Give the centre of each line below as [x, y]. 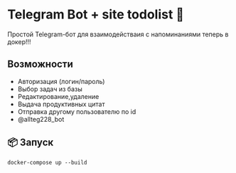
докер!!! [19, 41]
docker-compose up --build [47, 162]
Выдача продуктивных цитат [61, 104]
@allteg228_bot [41, 119]
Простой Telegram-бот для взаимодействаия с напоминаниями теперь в [118, 34]
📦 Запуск [31, 143]
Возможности [40, 64]
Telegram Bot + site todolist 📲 [96, 15]
